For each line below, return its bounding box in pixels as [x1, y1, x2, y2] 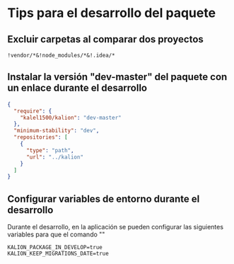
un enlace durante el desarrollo [7, 82, 147, 94]
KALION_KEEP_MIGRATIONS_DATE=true [7, 250, 110, 258]
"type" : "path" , [25, 147, 74, 154]
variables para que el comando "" [7, 230, 105, 239]
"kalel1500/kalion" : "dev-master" [20, 114, 122, 121]
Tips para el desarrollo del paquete [7, 5, 216, 21]
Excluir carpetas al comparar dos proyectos [7, 33, 204, 45]
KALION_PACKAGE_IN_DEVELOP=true [7, 244, 103, 251]
